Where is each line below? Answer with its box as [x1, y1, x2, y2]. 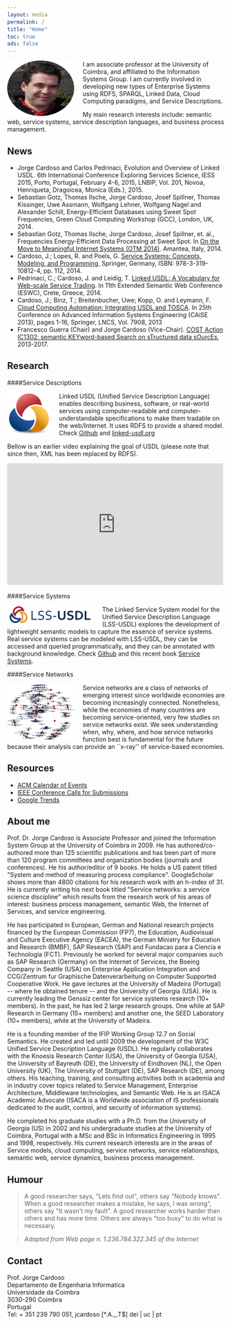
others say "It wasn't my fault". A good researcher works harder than [23, 1207, 220, 1215]
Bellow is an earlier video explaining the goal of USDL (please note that [7, 442, 209, 450]
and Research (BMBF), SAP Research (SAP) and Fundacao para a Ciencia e [7, 943, 222, 951]
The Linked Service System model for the [102, 605, 220, 613]
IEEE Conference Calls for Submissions [17, 788, 129, 796]
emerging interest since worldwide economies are [82, 691, 225, 699]
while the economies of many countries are [82, 705, 206, 714]
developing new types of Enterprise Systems [82, 82, 211, 91]
